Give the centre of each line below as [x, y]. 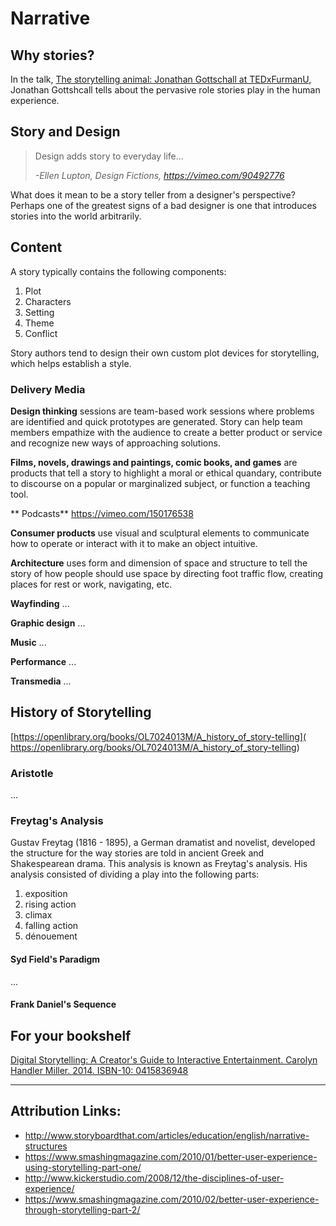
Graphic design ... [48, 623]
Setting [39, 312]
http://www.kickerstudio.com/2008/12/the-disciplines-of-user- [154, 1178]
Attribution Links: [66, 1111]
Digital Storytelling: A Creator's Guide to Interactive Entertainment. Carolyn [164, 1059]
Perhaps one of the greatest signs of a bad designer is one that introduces [163, 205]
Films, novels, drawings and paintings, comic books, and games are [154, 462]
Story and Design [65, 132]
